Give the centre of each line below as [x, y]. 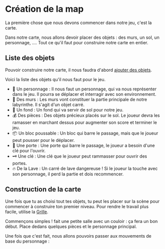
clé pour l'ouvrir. [29, 150]
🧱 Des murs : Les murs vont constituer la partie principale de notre [80, 99]
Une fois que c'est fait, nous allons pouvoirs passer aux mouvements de [78, 236]
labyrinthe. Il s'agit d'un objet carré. [48, 105]
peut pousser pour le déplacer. [43, 140]
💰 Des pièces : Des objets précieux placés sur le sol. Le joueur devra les [86, 115]
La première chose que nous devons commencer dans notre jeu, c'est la [78, 23]
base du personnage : [27, 241]
